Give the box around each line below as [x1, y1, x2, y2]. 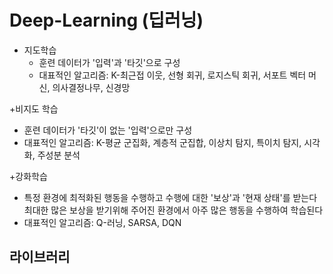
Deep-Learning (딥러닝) [9, 9, 204, 32]
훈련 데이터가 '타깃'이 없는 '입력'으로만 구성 [23, 124, 193, 136]
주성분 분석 [37, 149, 81, 161]
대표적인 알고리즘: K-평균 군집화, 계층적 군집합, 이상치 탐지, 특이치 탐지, [23, 136, 302, 148]
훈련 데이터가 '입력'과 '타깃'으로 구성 [38, 56, 181, 68]
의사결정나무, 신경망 [52, 81, 131, 93]
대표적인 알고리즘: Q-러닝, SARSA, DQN [23, 216, 182, 228]
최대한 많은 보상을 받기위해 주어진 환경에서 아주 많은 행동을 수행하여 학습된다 [23, 204, 324, 216]
